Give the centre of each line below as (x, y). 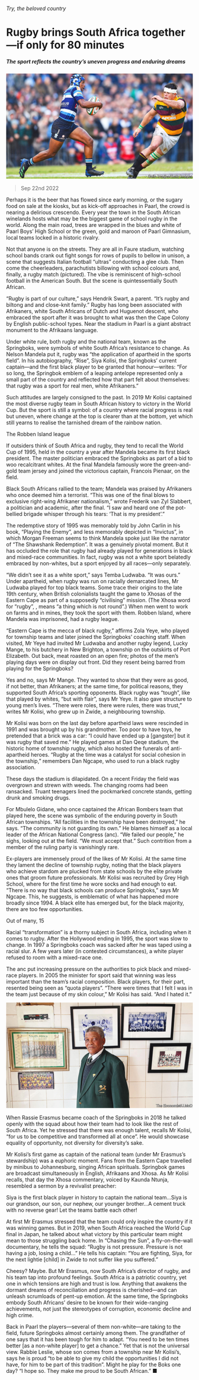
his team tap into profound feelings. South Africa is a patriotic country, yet (96, 1277)
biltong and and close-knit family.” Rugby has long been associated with (94, 305)
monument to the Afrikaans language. (52, 330)
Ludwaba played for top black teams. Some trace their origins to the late (94, 588)
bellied (14, 514)
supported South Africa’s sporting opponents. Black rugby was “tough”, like (98, 693)
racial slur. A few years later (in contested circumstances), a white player (95, 951)
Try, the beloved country (36, 8)
